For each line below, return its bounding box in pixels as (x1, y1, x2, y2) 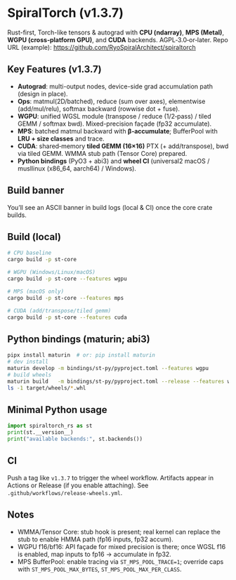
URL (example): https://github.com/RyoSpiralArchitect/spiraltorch (7, 43, 197, 51)
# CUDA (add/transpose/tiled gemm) (7, 307, 112, 314)
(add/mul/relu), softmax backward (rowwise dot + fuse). (17, 104, 181, 113)
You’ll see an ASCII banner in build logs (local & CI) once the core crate (7, 203, 213, 211)
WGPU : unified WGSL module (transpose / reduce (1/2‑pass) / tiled (17, 112, 211, 120)
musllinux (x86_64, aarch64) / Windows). (17, 164, 137, 173)
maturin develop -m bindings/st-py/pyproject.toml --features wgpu (7, 364, 209, 371)
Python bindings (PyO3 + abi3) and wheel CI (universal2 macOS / (17, 157, 210, 165)
